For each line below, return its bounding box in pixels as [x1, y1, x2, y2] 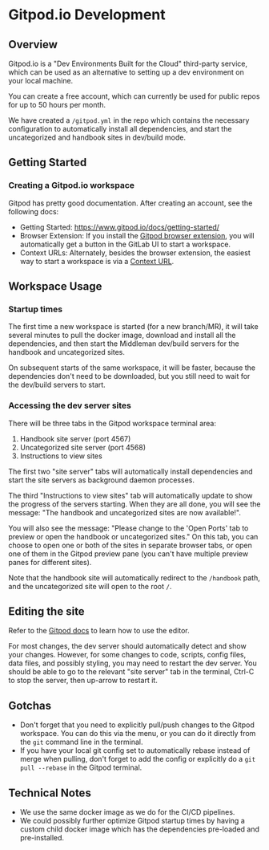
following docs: [8, 206, 59, 216]
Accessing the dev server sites [8, 400, 132, 411]
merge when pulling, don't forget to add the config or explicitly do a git [19, 754, 256, 764]
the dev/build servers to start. [8, 380, 106, 390]
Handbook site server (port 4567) [19, 433, 131, 443]
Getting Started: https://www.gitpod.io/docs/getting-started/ [19, 222, 220, 232]
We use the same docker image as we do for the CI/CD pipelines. [19, 807, 235, 817]
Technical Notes [8, 786, 92, 799]
